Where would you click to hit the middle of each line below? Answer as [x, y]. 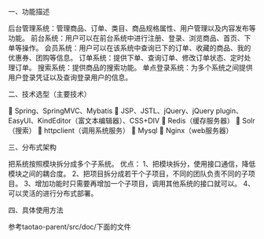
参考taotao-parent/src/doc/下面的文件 [70, 227]
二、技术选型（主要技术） [49, 94]
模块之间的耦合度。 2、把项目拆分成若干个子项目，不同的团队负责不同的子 [128, 174]
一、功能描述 [29, 11]
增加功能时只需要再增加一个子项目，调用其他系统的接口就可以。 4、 [145, 184]
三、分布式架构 [32, 147]
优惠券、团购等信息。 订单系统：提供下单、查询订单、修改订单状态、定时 [126, 58]
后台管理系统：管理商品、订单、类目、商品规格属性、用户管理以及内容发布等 [132, 28]
